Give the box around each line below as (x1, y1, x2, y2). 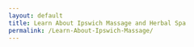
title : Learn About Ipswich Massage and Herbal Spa (8, 19, 186, 27)
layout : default (8, 11, 63, 20)
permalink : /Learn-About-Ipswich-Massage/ (8, 26, 154, 34)
